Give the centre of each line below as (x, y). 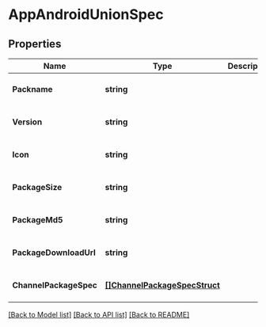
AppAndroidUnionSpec (86, 15)
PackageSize (37, 187)
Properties (35, 44)
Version (27, 122)
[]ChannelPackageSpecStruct (162, 285)
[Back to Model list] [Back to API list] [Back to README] (99, 315)
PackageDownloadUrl (54, 253)
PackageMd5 (38, 220)
